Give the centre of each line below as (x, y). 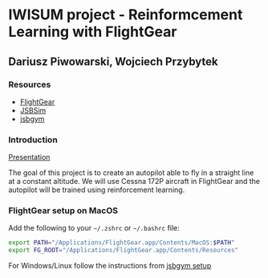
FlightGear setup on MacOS (63, 211)
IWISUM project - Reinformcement (126, 15)
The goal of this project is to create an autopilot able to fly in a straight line (131, 173)
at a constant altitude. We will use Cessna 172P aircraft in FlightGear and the (134, 182)
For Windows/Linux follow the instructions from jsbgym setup (110, 266)
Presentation (29, 157)
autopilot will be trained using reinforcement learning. (97, 190)
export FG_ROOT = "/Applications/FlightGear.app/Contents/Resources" (124, 251)
